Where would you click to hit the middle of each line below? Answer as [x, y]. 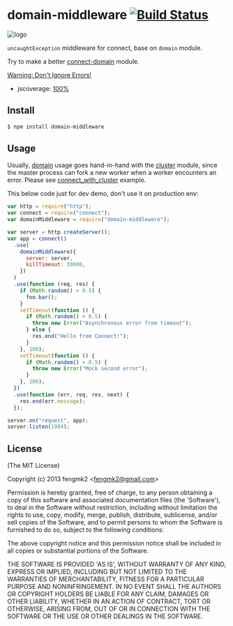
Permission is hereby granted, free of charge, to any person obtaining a [110, 492]
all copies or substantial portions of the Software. [78, 551]
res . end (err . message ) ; [53, 401]
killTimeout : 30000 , [55, 265]
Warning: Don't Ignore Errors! [50, 75]
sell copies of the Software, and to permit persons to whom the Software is [115, 522]
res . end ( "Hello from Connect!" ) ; [81, 336]
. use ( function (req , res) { [54, 284]
